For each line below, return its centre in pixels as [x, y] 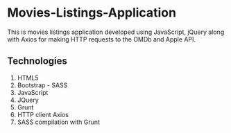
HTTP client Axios [43, 114]
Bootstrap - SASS [42, 85]
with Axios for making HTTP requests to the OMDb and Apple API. [102, 39]
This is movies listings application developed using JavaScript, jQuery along [116, 32]
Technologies [37, 61]
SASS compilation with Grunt [59, 122]
